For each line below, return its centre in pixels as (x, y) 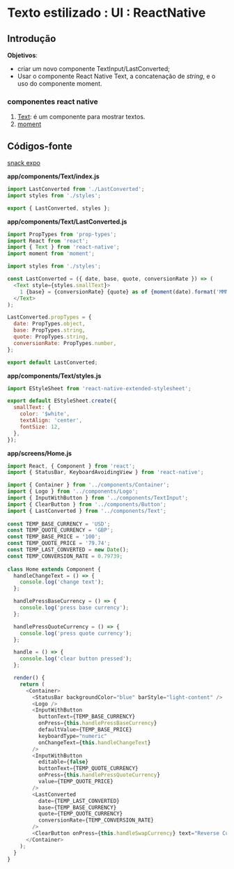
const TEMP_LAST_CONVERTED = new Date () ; (68, 550)
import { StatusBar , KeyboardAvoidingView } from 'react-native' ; (106, 472)
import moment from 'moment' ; (51, 254)
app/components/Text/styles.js (54, 376)
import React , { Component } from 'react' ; (71, 466)
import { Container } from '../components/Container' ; (88, 485)
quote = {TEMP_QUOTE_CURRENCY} (80, 814)
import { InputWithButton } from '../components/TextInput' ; (98, 498)
